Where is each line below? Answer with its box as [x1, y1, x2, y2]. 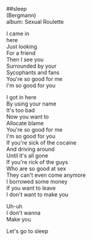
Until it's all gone [6, 152, 49, 159]
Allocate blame [6, 120, 44, 127]
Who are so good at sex [6, 165, 66, 172]
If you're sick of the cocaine [6, 139, 77, 146]
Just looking [6, 43, 38, 50]
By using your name [6, 100, 57, 107]
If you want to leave [6, 184, 56, 192]
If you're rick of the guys [6, 159, 68, 165]
